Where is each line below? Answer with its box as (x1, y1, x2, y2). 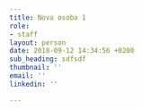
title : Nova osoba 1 (9, 13, 87, 22)
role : (9, 21, 30, 30)
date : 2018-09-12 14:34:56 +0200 (9, 47, 135, 55)
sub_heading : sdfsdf (9, 55, 87, 63)
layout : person (9, 38, 67, 47)
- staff (9, 30, 39, 38)
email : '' (9, 72, 47, 80)
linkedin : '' (9, 80, 58, 89)
